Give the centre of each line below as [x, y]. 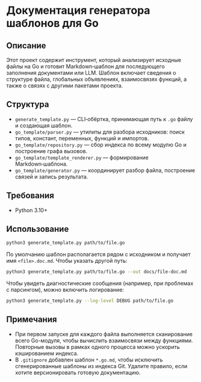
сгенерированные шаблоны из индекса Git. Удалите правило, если [101, 366]
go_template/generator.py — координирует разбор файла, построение [105, 170]
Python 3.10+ [31, 210]
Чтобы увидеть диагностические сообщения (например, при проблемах [100, 283]
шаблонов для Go [53, 23]
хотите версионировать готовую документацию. [78, 372]
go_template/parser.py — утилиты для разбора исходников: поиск [100, 132]
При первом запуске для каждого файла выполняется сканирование [104, 334]
